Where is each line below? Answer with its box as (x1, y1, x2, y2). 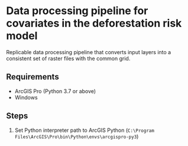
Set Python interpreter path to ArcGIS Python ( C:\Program (14, 127, 155, 134)
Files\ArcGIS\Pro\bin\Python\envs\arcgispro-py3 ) (14, 132, 139, 140)
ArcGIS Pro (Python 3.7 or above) (14, 87, 96, 95)
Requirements (6, 72, 59, 82)
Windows (14, 94, 38, 101)
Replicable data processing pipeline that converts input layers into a (6, 48, 171, 55)
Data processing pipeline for (6, 4, 148, 18)
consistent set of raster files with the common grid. (6, 55, 131, 62)
